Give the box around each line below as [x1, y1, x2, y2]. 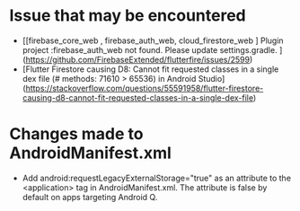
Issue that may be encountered [9, 5, 246, 26]
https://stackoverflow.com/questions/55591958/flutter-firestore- [25, 83, 264, 93]
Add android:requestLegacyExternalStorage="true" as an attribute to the [22, 172, 292, 183]
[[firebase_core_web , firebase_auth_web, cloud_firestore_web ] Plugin [22, 35, 285, 46]
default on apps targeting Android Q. [22, 191, 158, 202]
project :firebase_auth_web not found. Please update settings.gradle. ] [22, 44, 283, 55]
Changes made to [9, 124, 144, 145]
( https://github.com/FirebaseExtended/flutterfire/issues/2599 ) [22, 54, 253, 65]
